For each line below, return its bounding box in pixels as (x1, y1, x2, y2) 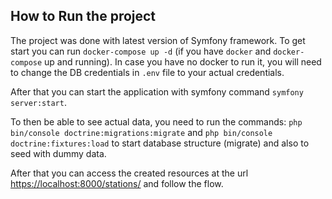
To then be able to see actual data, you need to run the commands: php (10, 115, 303, 128)
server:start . (10, 96, 67, 108)
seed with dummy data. (10, 147, 107, 159)
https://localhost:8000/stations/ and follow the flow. (10, 177, 224, 189)
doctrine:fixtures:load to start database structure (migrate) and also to (10, 137, 310, 149)
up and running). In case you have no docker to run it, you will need (44, 55, 322, 68)
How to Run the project (10, 8, 157, 25)
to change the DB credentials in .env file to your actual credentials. (10, 66, 285, 78)
